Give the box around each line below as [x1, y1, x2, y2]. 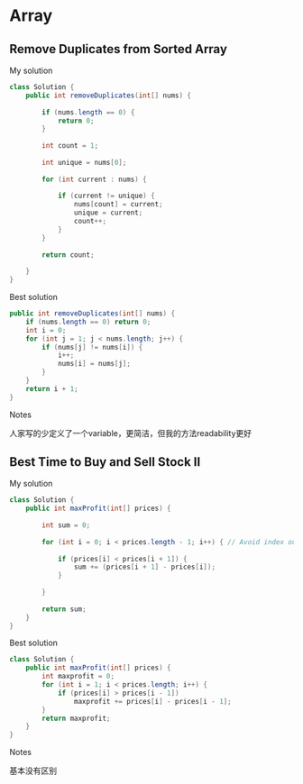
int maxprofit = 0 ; [41, 672, 115, 681]
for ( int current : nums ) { [41, 175, 147, 184]
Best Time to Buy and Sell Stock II [9, 454, 201, 469]
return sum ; [41, 605, 87, 614]
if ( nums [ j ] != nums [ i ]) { [41, 342, 143, 351]
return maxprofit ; [41, 714, 111, 723]
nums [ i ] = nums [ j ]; [57, 360, 131, 369]
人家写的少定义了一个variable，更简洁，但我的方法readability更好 [9, 427, 252, 438]
